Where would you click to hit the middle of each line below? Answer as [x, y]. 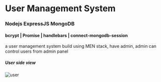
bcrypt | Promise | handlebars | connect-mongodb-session [67, 35]
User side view [20, 62]
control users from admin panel [37, 51]
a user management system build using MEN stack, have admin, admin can [81, 46]
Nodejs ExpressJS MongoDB [40, 24]
